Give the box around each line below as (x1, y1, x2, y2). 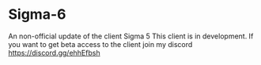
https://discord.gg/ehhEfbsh (8, 48, 100, 57)
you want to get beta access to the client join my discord (8, 39, 193, 49)
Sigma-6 (8, 5, 66, 23)
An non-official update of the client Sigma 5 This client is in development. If (8, 31, 254, 41)
